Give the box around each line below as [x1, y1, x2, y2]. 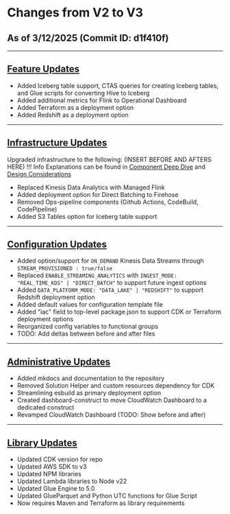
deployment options [16, 315, 74, 323]
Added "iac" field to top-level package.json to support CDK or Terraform [16, 307, 222, 316]
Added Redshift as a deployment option [16, 110, 129, 119]
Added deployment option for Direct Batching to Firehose [16, 190, 179, 198]
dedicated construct [16, 404, 75, 412]
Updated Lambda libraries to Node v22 [16, 477, 127, 485]
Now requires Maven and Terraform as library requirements [16, 499, 185, 507]
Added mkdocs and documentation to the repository [16, 374, 165, 382]
